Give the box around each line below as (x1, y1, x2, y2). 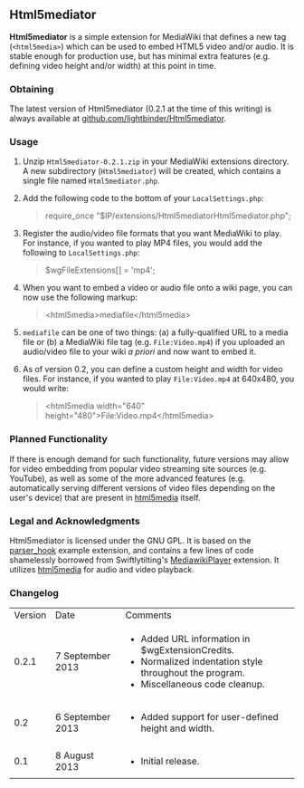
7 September (54, 649, 111, 662)
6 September (54, 711, 111, 724)
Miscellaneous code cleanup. (140, 678, 265, 691)
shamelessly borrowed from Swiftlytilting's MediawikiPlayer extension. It (9, 554, 280, 565)
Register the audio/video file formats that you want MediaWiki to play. (22, 228, 282, 239)
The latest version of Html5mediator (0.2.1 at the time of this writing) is (9, 103, 271, 114)
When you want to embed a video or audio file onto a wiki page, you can (22, 283, 293, 293)
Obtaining (9, 82, 54, 95)
